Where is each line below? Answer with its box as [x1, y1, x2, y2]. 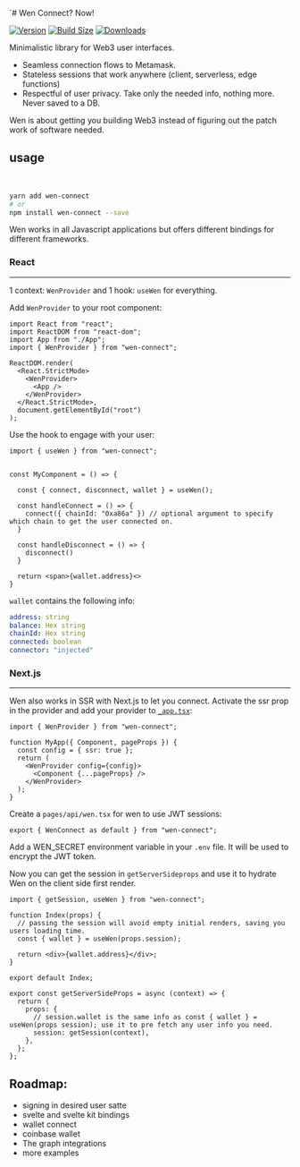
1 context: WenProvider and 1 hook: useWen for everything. [9, 285, 218, 295]
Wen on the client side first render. [9, 878, 137, 889]
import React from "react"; [9, 319, 114, 328]
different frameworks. [9, 234, 89, 244]
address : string [9, 612, 70, 621]
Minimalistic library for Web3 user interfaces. [9, 42, 175, 53]
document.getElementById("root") [17, 405, 142, 414]
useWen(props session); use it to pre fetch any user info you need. [9, 1020, 274, 1030]
